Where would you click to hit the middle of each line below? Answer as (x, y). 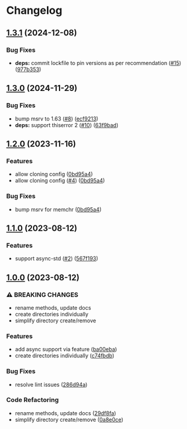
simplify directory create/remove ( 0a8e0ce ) (69, 419)
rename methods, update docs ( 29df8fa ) (65, 413)
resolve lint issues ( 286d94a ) (51, 384)
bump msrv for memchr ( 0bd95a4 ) (58, 209)
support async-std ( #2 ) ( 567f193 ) (57, 258)
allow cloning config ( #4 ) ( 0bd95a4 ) (60, 181)
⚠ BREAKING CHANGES (42, 295)
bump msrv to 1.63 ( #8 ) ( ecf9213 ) (57, 119)
